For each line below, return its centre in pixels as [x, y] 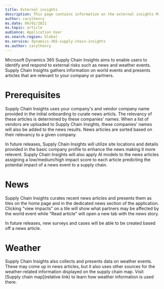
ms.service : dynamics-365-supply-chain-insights [55, 41]
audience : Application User [34, 32]
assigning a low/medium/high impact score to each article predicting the [78, 160]
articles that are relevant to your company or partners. [60, 75]
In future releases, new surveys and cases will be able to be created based [80, 223]
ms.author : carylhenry [28, 46]
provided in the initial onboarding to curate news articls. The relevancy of [79, 114]
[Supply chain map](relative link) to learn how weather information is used [79, 277]
